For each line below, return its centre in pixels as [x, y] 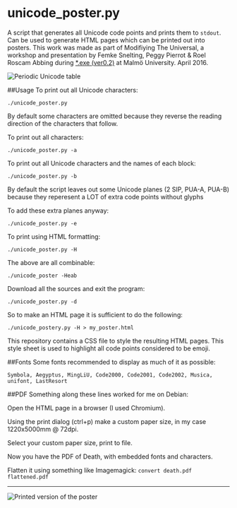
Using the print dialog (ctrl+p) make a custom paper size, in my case [107, 421]
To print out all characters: [45, 137]
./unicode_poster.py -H [42, 249]
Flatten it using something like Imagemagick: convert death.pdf [100, 470]
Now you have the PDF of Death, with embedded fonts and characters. [110, 456]
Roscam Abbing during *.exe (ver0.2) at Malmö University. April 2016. [108, 62]
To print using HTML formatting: [54, 236]
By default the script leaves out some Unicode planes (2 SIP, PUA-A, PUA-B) [119, 189]
